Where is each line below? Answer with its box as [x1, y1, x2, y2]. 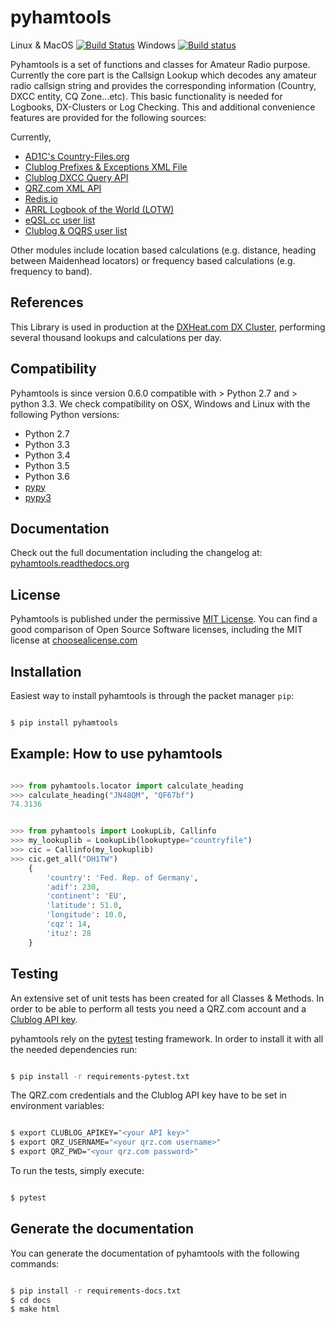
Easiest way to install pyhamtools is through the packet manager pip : [10, 690, 295, 701]
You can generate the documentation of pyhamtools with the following [10, 1247, 300, 1259]
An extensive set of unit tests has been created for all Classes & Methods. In [10, 992, 325, 1004]
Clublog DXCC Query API [24, 171, 129, 183]
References [10, 294, 84, 311]
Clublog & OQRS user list [24, 224, 128, 236]
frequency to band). [10, 265, 93, 277]
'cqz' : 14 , [46, 919, 92, 930]
